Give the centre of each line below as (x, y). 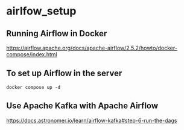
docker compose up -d (33, 87)
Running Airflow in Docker (57, 34)
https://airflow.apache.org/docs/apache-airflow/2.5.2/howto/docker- (92, 48)
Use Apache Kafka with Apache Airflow (82, 106)
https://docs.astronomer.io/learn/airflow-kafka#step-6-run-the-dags (92, 120)
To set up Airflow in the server (64, 73)
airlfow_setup (41, 11)
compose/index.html (32, 54)
